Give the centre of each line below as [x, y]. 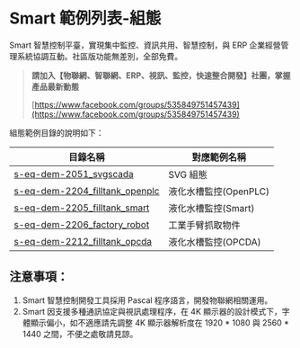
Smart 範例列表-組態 [85, 18]
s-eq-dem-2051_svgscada [74, 174]
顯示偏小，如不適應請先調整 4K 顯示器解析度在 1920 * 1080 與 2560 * [159, 322]
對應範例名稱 [219, 156]
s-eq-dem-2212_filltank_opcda [83, 241]
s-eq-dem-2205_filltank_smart [82, 208]
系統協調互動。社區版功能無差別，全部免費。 [99, 56]
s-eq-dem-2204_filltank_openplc [87, 191]
